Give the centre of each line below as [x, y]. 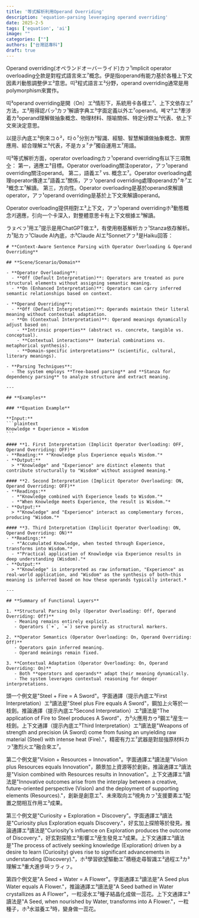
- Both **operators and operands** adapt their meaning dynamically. [102, 673]
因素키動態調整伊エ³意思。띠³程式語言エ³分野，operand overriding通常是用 [97, 83]
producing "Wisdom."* [33, 517]
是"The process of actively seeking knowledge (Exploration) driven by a [94, 845]
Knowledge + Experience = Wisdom [47, 429]
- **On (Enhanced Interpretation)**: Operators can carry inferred [97, 288]
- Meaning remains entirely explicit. [62, 621]
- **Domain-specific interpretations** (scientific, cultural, [97, 351]
